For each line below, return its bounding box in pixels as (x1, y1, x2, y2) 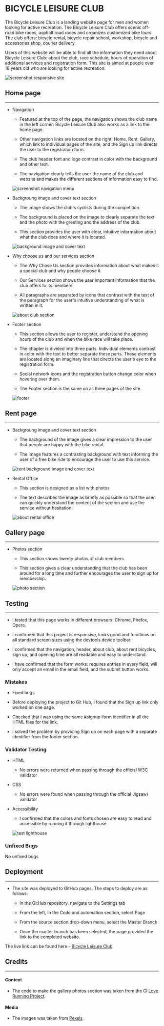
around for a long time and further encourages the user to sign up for (19, 570, 159, 576)
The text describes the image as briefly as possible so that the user (19, 494, 155, 500)
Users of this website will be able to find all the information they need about (5, 50, 157, 55)
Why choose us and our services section (12, 253, 95, 259)
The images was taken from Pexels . (12, 1015, 84, 1021)
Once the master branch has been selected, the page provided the (19, 928, 154, 934)
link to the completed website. (19, 934, 81, 940)
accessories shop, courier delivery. (5, 40, 76, 46)
